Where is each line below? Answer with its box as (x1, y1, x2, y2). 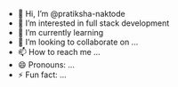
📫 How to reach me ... (17, 47, 101, 57)
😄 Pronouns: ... (17, 59, 76, 70)
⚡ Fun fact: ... (17, 69, 67, 80)
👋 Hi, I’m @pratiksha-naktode (17, 9, 126, 19)
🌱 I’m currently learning (17, 28, 104, 37)
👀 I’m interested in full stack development (17, 18, 170, 28)
